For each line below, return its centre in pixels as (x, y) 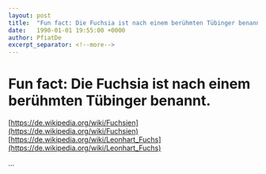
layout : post (30, 15)
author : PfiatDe (35, 38)
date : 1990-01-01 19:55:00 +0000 (67, 30)
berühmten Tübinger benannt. (110, 101)
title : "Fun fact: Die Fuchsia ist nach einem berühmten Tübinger (122, 23)
